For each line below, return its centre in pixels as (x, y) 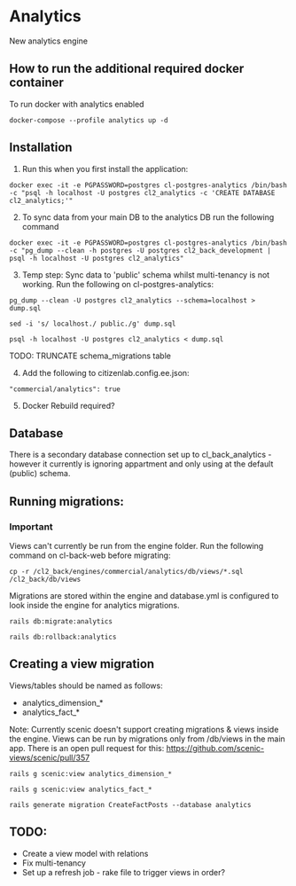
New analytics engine (49, 41)
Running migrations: (66, 502)
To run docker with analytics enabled (77, 104)
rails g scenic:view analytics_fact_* (81, 789)
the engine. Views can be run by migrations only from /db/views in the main (147, 739)
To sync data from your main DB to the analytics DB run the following (148, 217)
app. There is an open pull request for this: (87, 748)
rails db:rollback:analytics (63, 637)
